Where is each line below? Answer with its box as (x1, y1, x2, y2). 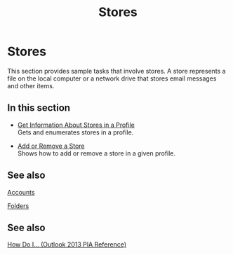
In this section (7, 102, 71, 114)
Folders (7, 201, 29, 210)
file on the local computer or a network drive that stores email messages (7, 74, 217, 83)
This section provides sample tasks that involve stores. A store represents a (7, 67, 226, 75)
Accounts (7, 188, 35, 196)
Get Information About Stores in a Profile (17, 120, 135, 129)
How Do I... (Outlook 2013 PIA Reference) (7, 240, 127, 249)
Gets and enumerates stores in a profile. (17, 127, 134, 137)
